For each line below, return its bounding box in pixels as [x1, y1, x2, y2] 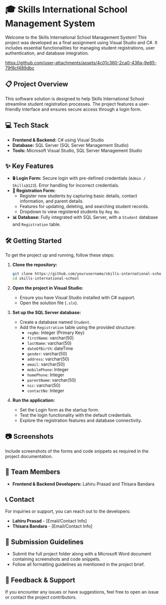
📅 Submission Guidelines [5, 538, 84, 546]
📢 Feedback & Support [5, 576, 75, 584]
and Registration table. [12, 221, 61, 227]
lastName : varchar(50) [27, 340, 72, 346]
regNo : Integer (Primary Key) [27, 330, 85, 336]
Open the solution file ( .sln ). [19, 300, 78, 306]
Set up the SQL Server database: [12, 309, 81, 315]
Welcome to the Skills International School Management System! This [5, 34, 147, 40]
